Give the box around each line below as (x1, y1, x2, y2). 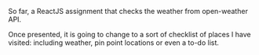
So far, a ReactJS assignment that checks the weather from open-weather (8, 7, 249, 15)
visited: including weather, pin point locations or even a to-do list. (8, 38, 220, 47)
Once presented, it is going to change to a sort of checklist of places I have (8, 30, 251, 39)
